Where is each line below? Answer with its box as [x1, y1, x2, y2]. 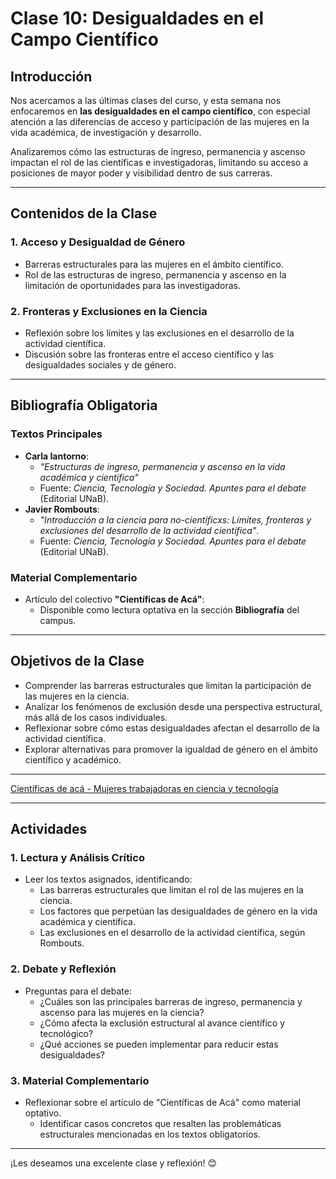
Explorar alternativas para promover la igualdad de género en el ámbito [24, 743, 318, 755]
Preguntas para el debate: [24, 985, 132, 997]
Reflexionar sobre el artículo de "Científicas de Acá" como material [24, 1097, 301, 1109]
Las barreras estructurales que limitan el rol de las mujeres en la [39, 884, 304, 896]
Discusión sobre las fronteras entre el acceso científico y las [24, 348, 274, 360]
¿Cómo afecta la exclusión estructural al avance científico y [39, 1017, 286, 1029]
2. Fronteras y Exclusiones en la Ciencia [10, 304, 208, 318]
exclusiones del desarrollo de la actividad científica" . [39, 524, 260, 536]
